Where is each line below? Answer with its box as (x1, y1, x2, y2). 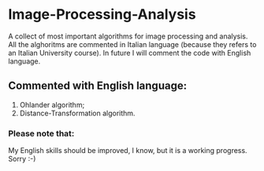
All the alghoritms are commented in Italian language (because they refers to (8, 39, 257, 49)
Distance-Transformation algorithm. (19, 108, 136, 118)
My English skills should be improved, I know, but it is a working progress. (8, 146, 247, 155)
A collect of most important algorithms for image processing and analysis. (8, 31, 248, 41)
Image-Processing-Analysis (8, 5, 196, 24)
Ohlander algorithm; (19, 100, 85, 109)
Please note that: (8, 128, 75, 139)
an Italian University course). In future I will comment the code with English (8, 48, 251, 57)
